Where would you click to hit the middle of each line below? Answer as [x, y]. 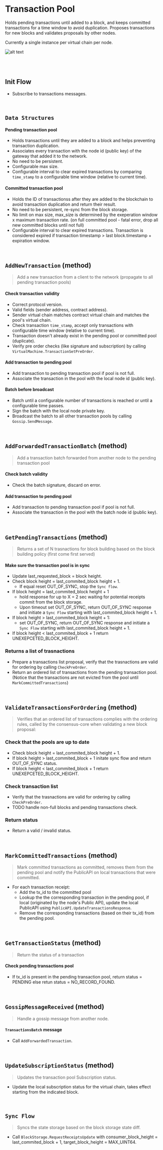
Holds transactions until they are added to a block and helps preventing [84, 141]
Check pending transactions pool [39, 966]
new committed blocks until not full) [48, 225]
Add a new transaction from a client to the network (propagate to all [85, 277]
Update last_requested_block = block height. [57, 576]
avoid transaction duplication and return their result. [64, 204]
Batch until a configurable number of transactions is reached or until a [82, 400]
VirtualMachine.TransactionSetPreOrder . [53, 351]
